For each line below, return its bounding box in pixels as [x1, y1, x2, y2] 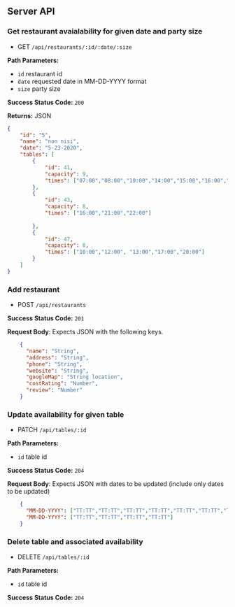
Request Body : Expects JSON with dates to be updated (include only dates [7, 480, 224, 488]
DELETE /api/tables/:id [17, 552, 90, 562]
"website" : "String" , [25, 367, 90, 374]
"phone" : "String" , [25, 360, 83, 368]
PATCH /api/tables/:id [17, 426, 87, 434]
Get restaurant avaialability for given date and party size [7, 27, 203, 36]
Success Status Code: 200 [7, 98, 85, 106]
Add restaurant [7, 285, 60, 294]
